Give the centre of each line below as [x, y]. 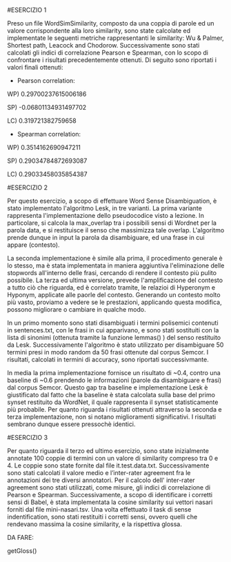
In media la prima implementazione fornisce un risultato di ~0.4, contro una [114, 373]
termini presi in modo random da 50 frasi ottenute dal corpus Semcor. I [108, 352]
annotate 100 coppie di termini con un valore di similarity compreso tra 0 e [113, 458]
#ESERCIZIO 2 [28, 188]
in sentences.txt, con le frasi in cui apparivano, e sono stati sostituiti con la [113, 330]
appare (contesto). [33, 245]
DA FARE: [21, 538]
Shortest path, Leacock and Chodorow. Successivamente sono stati [103, 45]
